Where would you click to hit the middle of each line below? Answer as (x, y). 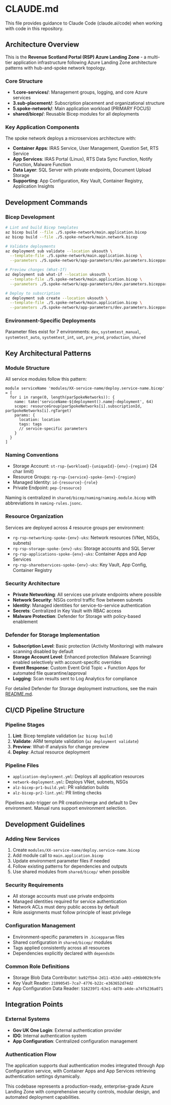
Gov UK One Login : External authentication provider (67, 1030)
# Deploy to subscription (33, 293)
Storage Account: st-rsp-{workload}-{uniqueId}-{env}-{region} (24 (85, 466)
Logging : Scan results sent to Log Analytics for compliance (75, 679)
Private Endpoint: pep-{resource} (47, 488)
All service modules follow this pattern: (46, 379)
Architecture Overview (42, 45)
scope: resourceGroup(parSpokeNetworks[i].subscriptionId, (78, 406)
